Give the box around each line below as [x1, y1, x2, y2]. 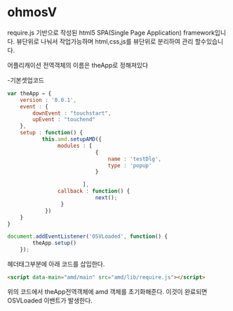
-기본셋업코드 [7, 75, 44, 84]
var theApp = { [7, 89, 52, 97]
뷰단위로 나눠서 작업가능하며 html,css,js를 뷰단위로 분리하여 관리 [16, 37, 194, 46]
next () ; [95, 194, 118, 201]
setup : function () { [20, 129, 83, 137]
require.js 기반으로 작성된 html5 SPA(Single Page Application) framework [7, 28, 215, 37]
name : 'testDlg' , [107, 155, 161, 163]
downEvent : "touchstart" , [32, 110, 112, 117]
